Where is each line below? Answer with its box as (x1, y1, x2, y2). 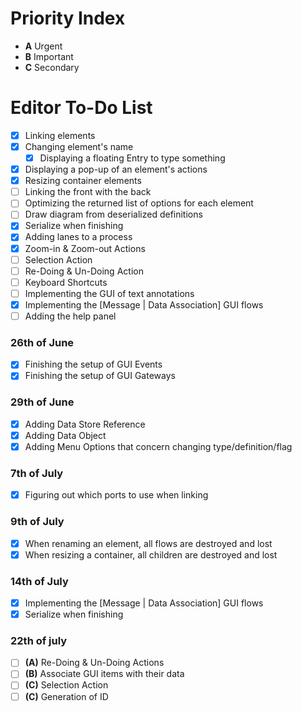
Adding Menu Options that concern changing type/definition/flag (24, 440, 293, 452)
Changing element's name (24, 140, 134, 152)
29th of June (10, 395, 75, 409)
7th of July (10, 466, 64, 480)
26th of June (10, 335, 75, 349)
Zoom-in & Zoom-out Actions (24, 242, 146, 254)
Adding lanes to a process (24, 231, 133, 243)
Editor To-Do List (10, 97, 153, 119)
